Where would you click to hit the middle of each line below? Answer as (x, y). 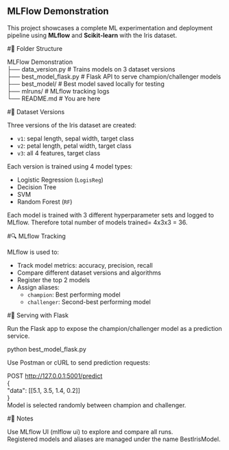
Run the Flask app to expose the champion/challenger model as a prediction (115, 328)
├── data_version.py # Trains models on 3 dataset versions (91, 69)
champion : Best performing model (74, 294)
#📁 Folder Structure (35, 48)
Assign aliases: (38, 287)
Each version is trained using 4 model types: (70, 166)
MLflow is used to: (33, 252)
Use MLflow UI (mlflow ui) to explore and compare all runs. (90, 431)
